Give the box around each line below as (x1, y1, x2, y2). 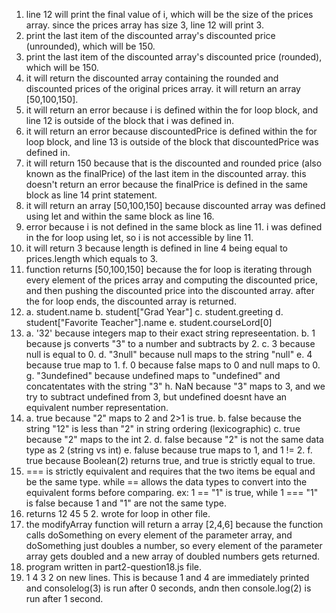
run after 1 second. (25, 593, 104, 604)
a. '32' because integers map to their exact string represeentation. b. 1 (25, 327, 316, 339)
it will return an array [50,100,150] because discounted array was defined (25, 200, 326, 211)
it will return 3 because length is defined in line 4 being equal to (25, 242, 288, 254)
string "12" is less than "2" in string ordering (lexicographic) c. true (25, 423, 301, 434)
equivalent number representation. (25, 402, 169, 413)
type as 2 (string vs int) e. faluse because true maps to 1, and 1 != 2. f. (25, 444, 313, 456)
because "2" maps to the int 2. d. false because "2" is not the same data (25, 434, 324, 445)
